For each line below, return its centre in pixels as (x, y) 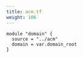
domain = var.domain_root (45, 44)
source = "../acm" (35, 39)
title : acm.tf (24, 12)
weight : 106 (21, 17)
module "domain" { (29, 33)
